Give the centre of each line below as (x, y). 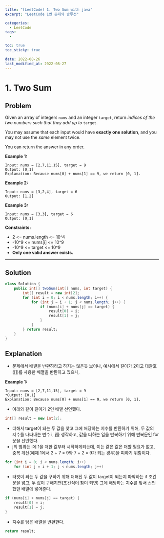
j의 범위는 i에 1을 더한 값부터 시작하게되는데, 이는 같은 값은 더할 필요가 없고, (83, 447)
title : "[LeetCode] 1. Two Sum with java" (49, 10)
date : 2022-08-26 (23, 59)
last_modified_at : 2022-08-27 (36, 64)
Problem (18, 106)
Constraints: (18, 227)
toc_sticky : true (23, 50)
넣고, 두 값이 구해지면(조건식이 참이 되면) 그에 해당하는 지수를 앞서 (84, 483)
